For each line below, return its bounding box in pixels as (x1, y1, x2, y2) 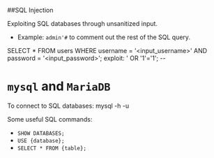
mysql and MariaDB (7, 78, 111, 94)
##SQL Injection (7, 6, 54, 14)
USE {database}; (17, 137, 65, 144)
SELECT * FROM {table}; (17, 145, 87, 152)
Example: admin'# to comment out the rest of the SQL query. (17, 33, 190, 41)
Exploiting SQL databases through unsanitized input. (7, 20, 158, 27)
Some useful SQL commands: (7, 115, 93, 123)
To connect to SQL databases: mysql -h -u (7, 101, 130, 110)
